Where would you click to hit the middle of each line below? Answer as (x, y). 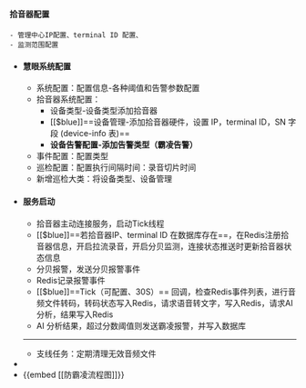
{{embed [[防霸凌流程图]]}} (73, 374)
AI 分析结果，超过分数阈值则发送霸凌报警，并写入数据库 (141, 325)
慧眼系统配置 (46, 66)
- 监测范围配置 (34, 45)
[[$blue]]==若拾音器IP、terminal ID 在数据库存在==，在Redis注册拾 (163, 234)
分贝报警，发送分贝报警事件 (88, 269)
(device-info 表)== (95, 134)
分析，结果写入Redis (75, 314)
